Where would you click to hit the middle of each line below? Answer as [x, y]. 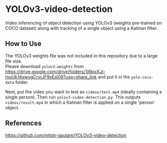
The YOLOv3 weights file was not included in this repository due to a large [82, 56]
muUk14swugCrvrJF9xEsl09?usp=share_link [51, 77]
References [23, 123]
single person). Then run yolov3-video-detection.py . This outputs [73, 97]
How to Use [23, 44]
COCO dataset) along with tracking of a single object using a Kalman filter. [82, 28]
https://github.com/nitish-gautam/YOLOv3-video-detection [66, 135]
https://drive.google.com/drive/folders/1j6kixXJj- [55, 71]
